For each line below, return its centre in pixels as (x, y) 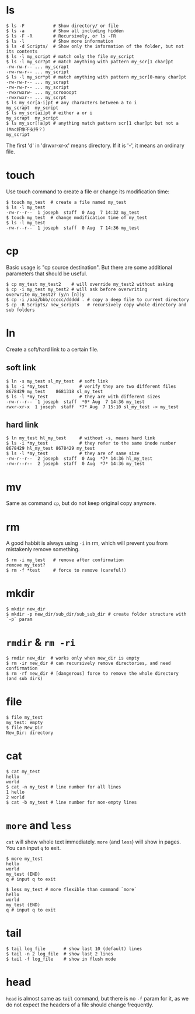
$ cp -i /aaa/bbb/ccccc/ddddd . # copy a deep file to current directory (98, 299)
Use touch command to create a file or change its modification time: (88, 192)
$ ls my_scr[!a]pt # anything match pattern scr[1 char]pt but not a (93, 123)
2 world (15, 797)
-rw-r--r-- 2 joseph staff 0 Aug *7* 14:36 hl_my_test (79, 459)
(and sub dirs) (25, 679)
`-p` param (19, 619)
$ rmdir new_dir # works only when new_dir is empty (73, 658)
